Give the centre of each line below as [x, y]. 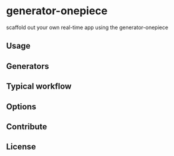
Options [21, 106]
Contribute [27, 127]
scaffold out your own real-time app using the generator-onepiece [87, 27]
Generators [28, 66]
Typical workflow [39, 86]
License [21, 147]
